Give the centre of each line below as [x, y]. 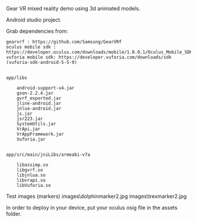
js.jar [25, 114]
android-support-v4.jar [46, 88]
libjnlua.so [31, 175]
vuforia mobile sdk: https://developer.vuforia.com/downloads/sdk [89, 57]
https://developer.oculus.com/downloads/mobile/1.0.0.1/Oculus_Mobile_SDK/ [101, 52]
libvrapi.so [31, 180]
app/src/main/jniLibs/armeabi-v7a [48, 155]
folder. [14, 214]
